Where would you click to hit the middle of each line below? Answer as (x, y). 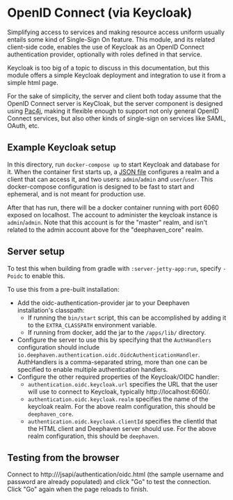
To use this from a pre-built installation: (63, 289)
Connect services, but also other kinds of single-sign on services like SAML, (116, 118)
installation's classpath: (51, 310)
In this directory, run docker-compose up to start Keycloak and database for (114, 164)
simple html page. (33, 82)
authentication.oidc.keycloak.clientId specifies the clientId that (122, 421)
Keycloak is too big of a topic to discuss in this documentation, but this (109, 68)
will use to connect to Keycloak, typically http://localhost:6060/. (119, 391)
